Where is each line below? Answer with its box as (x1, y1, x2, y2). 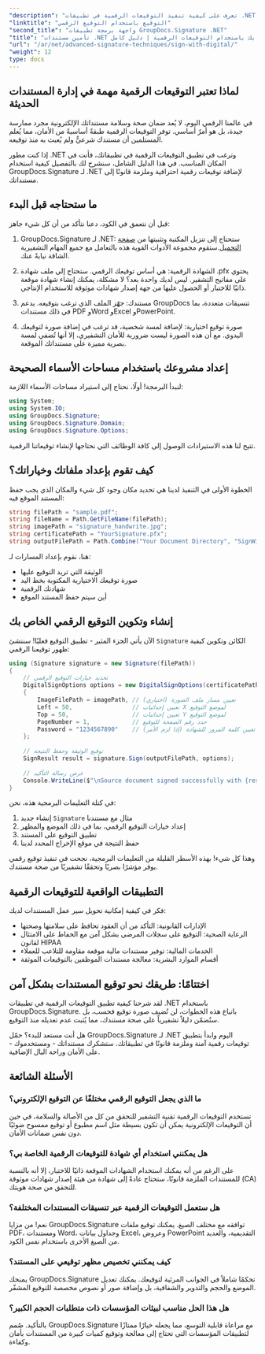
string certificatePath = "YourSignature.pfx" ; (9, 530, 168, 538)
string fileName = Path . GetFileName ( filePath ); (9, 515, 168, 524)
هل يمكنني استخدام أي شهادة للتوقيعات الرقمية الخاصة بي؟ (9, 1148, 208, 1159)
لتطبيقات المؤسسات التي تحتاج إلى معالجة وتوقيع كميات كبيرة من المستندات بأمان (9, 1328, 249, 1337)
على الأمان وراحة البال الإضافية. (9, 1047, 101, 1056)
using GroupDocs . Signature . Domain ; (9, 419, 126, 427)
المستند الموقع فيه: (9, 493, 65, 503)
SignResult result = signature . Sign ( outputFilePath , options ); (23, 755, 235, 762)
